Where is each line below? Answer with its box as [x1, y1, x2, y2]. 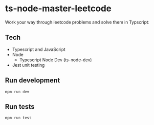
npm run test [5, 116, 32, 121]
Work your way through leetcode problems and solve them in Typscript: [5, 19, 150, 25]
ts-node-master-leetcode [5, 3, 111, 14]
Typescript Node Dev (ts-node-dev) [19, 57, 92, 63]
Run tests [5, 102, 35, 111]
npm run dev [5, 89, 29, 94]
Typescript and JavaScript [12, 46, 66, 52]
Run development [5, 76, 60, 85]
